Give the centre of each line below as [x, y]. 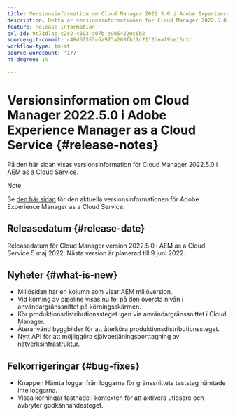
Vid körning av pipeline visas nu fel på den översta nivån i [100, 300]
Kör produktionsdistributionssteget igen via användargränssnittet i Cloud [122, 314]
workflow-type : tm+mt [39, 46]
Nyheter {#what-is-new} [63, 275]
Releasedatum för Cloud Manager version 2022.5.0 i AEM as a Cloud [106, 246]
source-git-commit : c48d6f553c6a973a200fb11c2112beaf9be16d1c [100, 40]
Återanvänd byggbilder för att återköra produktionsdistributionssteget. [119, 329]
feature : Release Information [51, 27]
